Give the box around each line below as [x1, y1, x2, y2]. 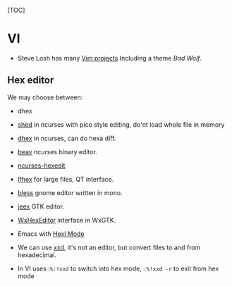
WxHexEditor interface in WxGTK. [17, 216, 116, 224]
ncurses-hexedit [17, 161, 66, 170]
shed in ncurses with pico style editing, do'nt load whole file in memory [17, 120, 225, 129]
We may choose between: [7, 93, 83, 101]
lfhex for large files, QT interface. [17, 175, 114, 183]
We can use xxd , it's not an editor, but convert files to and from [17, 243, 201, 251]
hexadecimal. [17, 250, 57, 259]
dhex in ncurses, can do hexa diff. [17, 134, 116, 142]
